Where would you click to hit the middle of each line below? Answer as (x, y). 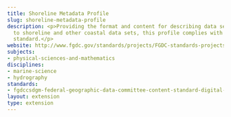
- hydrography (27, 77)
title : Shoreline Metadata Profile (58, 13)
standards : (23, 84)
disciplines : (26, 65)
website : (20, 45)
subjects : (21, 52)
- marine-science (32, 71)
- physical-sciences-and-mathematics (61, 58)
